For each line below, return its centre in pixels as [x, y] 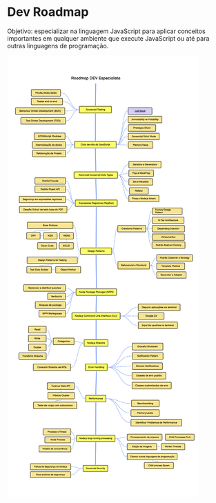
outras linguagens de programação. [58, 46]
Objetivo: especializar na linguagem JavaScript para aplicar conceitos [106, 31]
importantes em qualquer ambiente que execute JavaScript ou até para [108, 38]
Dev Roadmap [48, 12]
